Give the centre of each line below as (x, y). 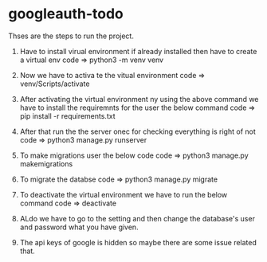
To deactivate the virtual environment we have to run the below (124, 194)
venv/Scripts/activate (55, 84)
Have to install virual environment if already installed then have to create (138, 51)
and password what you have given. (79, 227)
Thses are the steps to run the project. (71, 36)
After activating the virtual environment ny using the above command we (139, 99)
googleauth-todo (66, 14)
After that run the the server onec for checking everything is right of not (138, 131)
